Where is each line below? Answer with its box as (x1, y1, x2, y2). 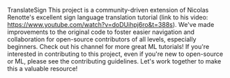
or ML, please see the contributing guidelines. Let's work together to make (7, 57, 222, 65)
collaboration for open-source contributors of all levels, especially (7, 35, 197, 43)
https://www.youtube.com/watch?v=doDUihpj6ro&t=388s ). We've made (7, 21, 215, 28)
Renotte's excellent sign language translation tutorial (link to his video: (7, 13, 208, 21)
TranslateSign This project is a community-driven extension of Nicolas (7, 6, 209, 14)
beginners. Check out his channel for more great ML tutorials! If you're (7, 43, 210, 50)
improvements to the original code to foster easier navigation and (7, 28, 195, 36)
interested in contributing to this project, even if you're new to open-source (7, 50, 224, 58)
